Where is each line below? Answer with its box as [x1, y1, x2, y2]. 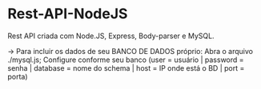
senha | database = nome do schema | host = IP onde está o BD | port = [7, 63, 245, 72]
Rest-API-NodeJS [7, 5, 128, 23]
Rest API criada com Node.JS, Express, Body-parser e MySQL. [7, 31, 215, 41]
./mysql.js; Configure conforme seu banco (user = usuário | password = [7, 55, 245, 64]
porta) [7, 72, 29, 81]
